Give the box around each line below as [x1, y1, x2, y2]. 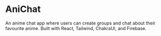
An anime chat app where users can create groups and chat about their [5, 20, 156, 26]
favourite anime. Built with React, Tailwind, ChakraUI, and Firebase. [5, 25, 147, 31]
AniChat [5, 3, 41, 15]
